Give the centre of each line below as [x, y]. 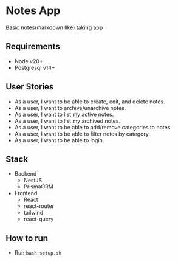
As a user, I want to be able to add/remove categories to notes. [93, 127]
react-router [39, 206]
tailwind [33, 213]
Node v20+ [29, 61]
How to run [27, 238]
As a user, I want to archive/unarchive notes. [70, 108]
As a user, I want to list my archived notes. [67, 121]
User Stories [30, 87]
